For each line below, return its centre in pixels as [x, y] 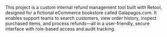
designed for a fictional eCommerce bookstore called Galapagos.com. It [81, 13]
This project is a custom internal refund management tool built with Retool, [84, 7]
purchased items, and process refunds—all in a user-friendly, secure [77, 23]
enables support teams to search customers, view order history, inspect [81, 18]
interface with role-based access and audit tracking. [61, 29]
